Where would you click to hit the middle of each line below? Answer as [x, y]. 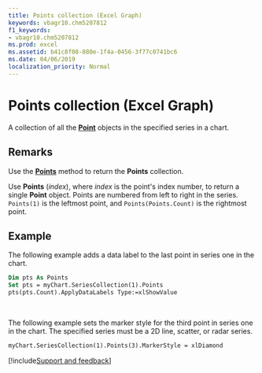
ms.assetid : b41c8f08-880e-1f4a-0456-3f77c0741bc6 [93, 52]
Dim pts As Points [38, 278]
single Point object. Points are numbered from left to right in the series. [123, 194]
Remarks [31, 152]
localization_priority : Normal [59, 67]
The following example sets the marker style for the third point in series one [131, 323]
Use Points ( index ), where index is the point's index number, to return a [124, 186]
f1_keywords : [30, 30]
